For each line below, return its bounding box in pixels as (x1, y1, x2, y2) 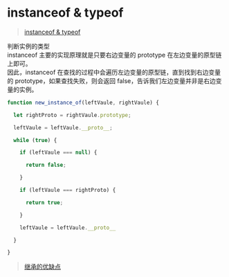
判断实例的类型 (7, 42, 50, 50)
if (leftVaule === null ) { (19, 149, 98, 157)
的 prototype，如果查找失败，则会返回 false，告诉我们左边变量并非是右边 (7, 76, 216, 84)
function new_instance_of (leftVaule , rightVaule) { (7, 99, 159, 106)
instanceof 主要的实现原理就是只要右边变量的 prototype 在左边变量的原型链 (7, 51, 222, 59)
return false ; (25, 161, 67, 169)
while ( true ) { (13, 136, 57, 143)
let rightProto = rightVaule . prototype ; (13, 111, 131, 118)
